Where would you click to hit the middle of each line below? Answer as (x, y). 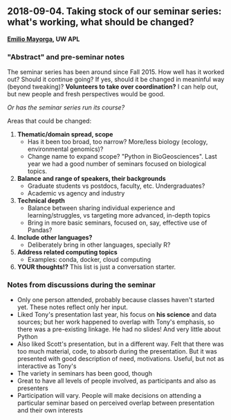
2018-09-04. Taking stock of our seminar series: (114, 11)
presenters (33, 388)
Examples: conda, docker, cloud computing (89, 260)
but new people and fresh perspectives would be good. (86, 94)
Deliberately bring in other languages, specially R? (99, 245)
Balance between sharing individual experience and (101, 208)
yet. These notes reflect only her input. (72, 307)
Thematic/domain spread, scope (65, 134)
